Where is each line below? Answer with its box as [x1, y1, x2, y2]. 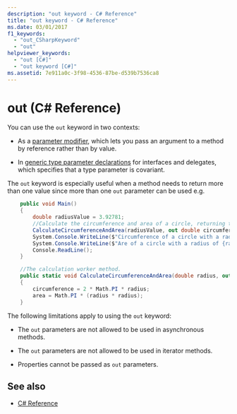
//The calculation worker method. [20, 266, 121, 273]
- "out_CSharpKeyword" [13, 37, 80, 44]
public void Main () [20, 201, 78, 208]
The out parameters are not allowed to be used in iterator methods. [17, 346, 213, 355]
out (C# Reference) [7, 100, 121, 116]
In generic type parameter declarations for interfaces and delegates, [17, 158, 217, 167]
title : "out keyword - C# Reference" [7, 17, 119, 24]
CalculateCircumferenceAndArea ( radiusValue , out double [32, 227, 200, 234]
